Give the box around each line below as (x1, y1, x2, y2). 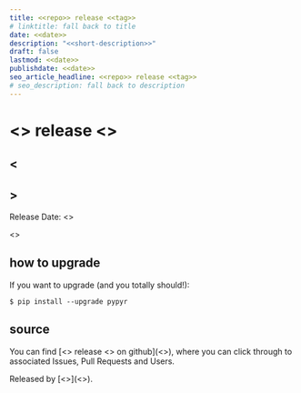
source (9, 322, 50, 338)
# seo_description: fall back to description (9, 81, 185, 90)
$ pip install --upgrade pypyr (9, 297, 128, 306)
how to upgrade (9, 256, 101, 271)
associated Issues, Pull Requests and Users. (9, 356, 176, 367)
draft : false (9, 47, 59, 56)
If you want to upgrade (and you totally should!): (9, 279, 190, 290)
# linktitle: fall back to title (9, 22, 136, 31)
